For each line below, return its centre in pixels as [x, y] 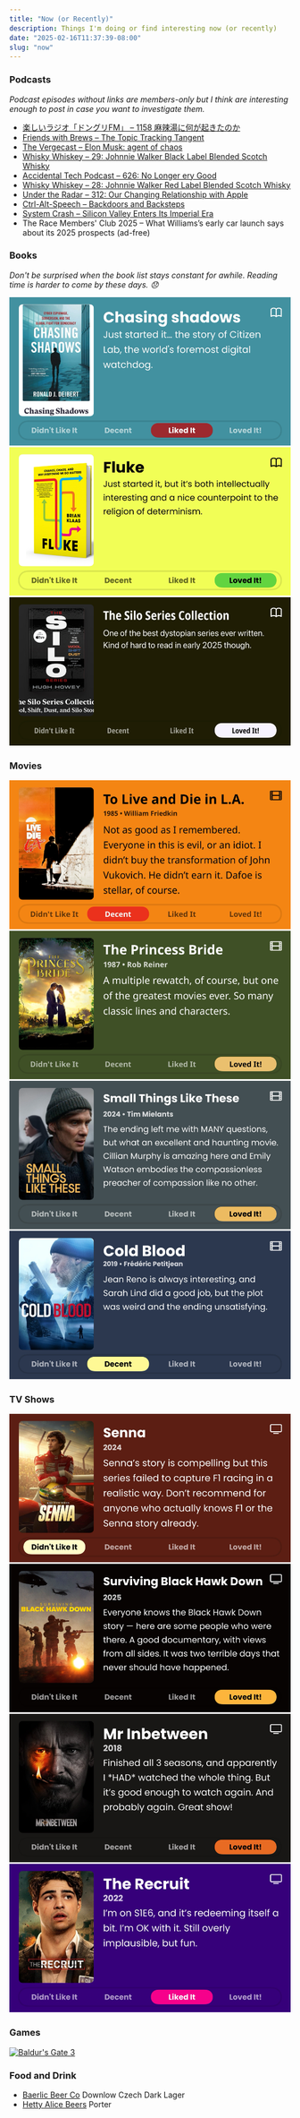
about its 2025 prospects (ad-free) [86, 232]
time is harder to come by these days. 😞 [84, 284]
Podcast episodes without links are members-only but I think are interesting [149, 99]
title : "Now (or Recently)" [62, 19]
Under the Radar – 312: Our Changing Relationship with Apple [135, 194]
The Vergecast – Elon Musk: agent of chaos [102, 147]
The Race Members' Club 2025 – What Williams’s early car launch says [153, 223]
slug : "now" [31, 47]
